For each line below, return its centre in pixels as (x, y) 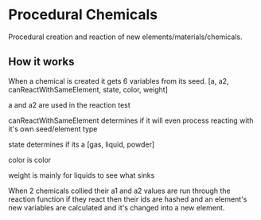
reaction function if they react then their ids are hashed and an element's (128, 199)
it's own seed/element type (53, 128)
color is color (30, 159)
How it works (41, 62)
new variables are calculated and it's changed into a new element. (117, 207)
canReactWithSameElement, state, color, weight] (88, 89)
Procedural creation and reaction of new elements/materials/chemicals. (125, 37)
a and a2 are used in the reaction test (70, 104)
